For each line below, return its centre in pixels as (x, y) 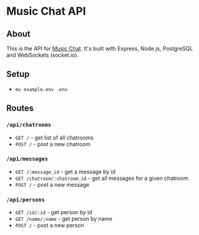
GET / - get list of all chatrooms (54, 137)
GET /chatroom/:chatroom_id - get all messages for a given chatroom (102, 178)
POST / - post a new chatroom (53, 144)
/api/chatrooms (29, 125)
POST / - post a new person (49, 225)
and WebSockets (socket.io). (42, 55)
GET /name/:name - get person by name (64, 219)
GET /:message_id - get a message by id (65, 171)
